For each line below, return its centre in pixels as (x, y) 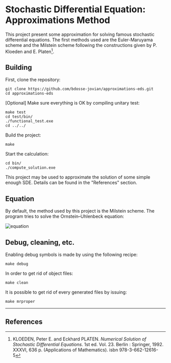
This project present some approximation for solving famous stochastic (80, 34)
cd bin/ (13, 163)
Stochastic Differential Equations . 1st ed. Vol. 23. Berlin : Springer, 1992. (88, 344)
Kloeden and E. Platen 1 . (30, 51)
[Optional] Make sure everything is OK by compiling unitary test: (73, 103)
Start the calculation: (27, 154)
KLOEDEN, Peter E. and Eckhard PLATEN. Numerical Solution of (79, 339)
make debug (17, 264)
